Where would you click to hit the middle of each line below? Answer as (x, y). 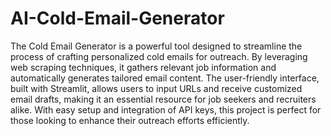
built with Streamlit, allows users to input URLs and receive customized (156, 88)
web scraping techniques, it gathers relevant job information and (143, 67)
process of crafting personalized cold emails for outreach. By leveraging (159, 56)
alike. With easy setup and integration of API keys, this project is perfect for (166, 109)
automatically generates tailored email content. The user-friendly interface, (165, 78)
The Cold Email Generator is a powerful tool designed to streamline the (156, 46)
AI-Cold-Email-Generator (117, 18)
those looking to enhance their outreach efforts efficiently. (130, 120)
